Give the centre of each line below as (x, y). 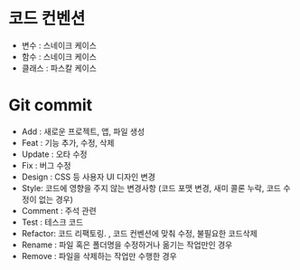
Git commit (51, 106)
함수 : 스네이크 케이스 (59, 56)
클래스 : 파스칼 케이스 (59, 68)
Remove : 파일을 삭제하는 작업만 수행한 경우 (99, 256)
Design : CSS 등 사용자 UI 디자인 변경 (88, 177)
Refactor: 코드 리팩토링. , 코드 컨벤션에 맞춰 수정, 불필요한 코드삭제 (140, 233)
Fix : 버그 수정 (46, 165)
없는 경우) (56, 199)
